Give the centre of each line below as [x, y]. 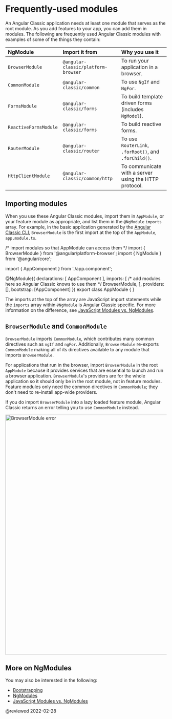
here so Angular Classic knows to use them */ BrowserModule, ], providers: [85, 284]
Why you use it [140, 52]
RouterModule [24, 148]
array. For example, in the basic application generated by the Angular [78, 227]
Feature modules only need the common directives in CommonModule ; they [82, 387]
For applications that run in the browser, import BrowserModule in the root [82, 365]
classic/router [81, 151]
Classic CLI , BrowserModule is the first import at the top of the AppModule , [81, 232]
